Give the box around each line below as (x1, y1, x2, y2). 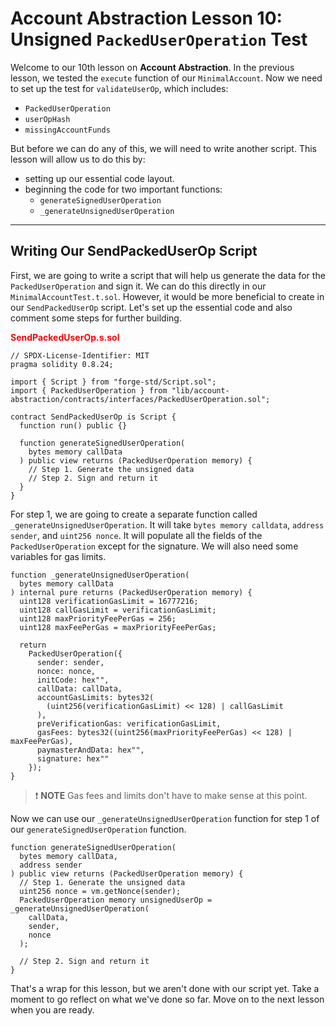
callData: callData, (36, 683, 123, 694)
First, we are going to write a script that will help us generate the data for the (10, 269, 326, 281)
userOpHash (24, 114, 71, 124)
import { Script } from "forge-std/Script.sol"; (10, 377, 217, 387)
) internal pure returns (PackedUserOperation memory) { (10, 587, 253, 597)
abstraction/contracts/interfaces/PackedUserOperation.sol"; (10, 394, 271, 404)
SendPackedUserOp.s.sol (10, 331, 120, 343)
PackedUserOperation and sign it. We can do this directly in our (10, 280, 267, 292)
